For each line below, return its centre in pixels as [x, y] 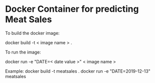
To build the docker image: [32, 33]
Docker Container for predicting [72, 9]
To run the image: [23, 52]
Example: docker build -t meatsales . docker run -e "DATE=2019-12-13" [78, 71]
